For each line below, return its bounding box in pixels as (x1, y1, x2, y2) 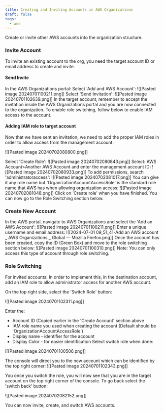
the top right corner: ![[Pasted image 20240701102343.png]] (5, 363, 128, 369)
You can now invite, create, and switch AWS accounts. (5, 402, 116, 408)
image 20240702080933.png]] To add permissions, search (23, 169, 144, 175)
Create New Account (5, 207, 56, 214)
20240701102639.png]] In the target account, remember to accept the (5, 96, 148, 102)
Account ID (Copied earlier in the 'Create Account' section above (12, 317, 144, 324)
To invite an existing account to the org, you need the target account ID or (5, 58, 155, 64)
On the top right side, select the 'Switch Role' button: (5, 289, 112, 294)
